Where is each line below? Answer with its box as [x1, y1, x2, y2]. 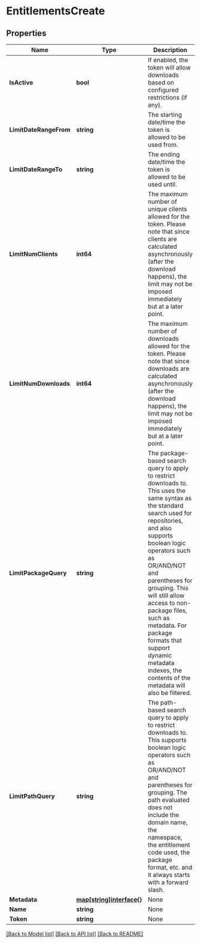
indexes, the [147, 666, 182, 675]
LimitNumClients [9, 250, 58, 258]
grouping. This [147, 584, 188, 592]
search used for [147, 509, 193, 517]
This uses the [147, 486, 186, 495]
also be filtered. [147, 689, 191, 697]
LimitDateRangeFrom [9, 126, 71, 134]
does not [147, 803, 173, 811]
